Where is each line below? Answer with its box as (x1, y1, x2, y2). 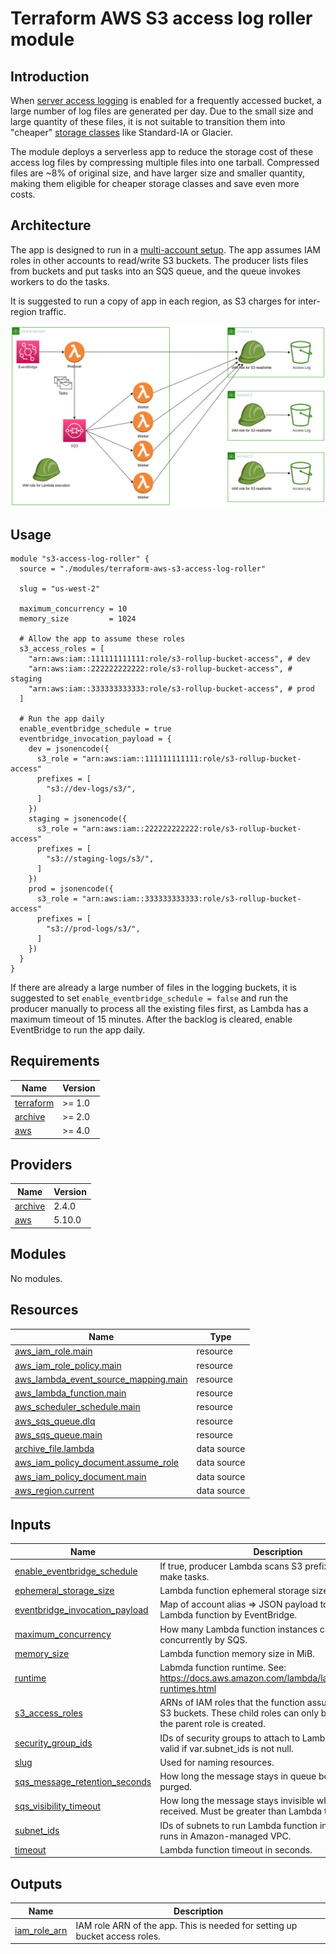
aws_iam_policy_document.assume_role (14, 1457, 180, 1469)
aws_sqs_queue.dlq (14, 1415, 96, 1427)
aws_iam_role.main (14, 1345, 93, 1357)
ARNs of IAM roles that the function (159, 1697, 306, 1709)
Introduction (10, 68, 90, 85)
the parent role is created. (159, 1718, 266, 1730)
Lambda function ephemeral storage (159, 1585, 310, 1597)
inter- (298, 295, 321, 307)
